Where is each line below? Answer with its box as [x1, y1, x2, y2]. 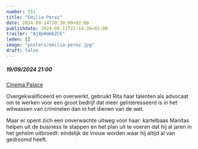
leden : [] [6, 36, 31, 42]
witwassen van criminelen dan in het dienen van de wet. [6, 105, 144, 112]
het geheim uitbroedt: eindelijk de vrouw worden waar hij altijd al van [6, 129, 175, 136]
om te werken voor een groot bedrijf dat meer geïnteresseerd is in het [6, 99, 178, 106]
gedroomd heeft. [6, 135, 48, 143]
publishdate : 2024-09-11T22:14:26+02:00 [6, 25, 109, 32]
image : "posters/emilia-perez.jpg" [6, 42, 95, 48]
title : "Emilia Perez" [6, 14, 63, 20]
